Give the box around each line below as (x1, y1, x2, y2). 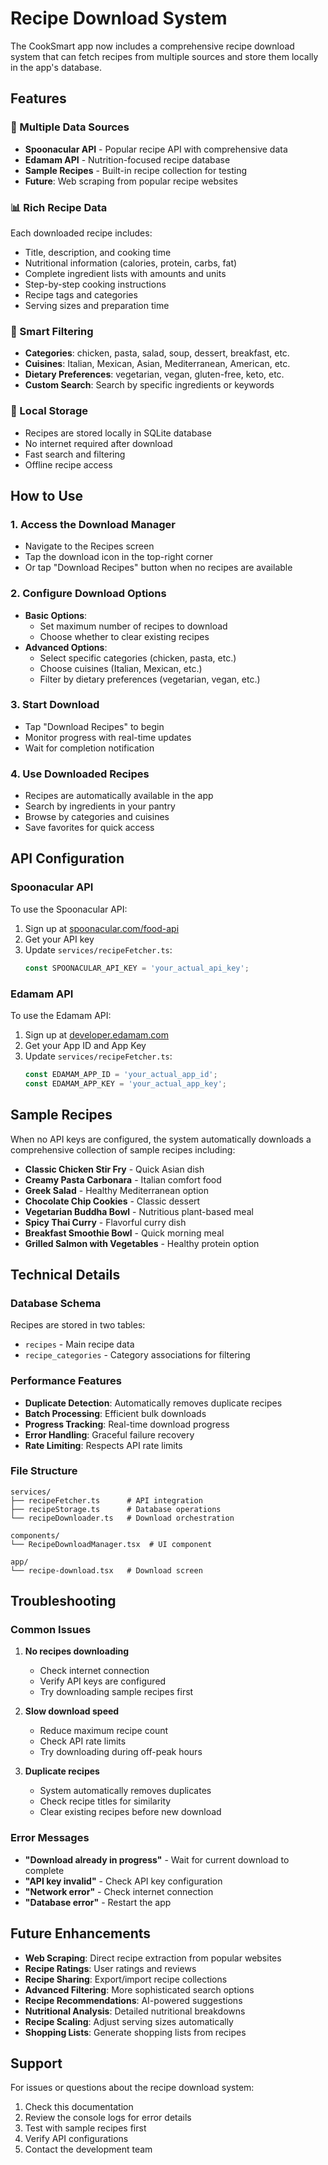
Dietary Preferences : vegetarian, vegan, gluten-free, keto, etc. (24, 368, 285, 381)
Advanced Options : (24, 641, 108, 653)
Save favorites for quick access (24, 822, 155, 834)
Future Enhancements (10, 1925, 152, 1942)
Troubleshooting (10, 1593, 117, 1610)
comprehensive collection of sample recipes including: (10, 1143, 236, 1156)
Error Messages (10, 1831, 90, 1845)
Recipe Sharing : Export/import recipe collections (24, 1973, 228, 1985)
